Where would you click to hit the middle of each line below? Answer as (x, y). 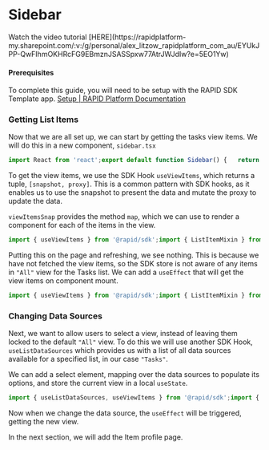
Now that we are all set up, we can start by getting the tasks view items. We (133, 137)
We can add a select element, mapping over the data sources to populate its (134, 375)
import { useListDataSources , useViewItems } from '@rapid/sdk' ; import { (134, 398)
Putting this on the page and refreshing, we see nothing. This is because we (134, 255)
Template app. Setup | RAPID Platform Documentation (97, 99)
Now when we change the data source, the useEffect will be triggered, (125, 413)
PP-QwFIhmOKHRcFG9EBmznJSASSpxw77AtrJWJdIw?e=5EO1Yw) (119, 54)
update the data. (35, 201)
